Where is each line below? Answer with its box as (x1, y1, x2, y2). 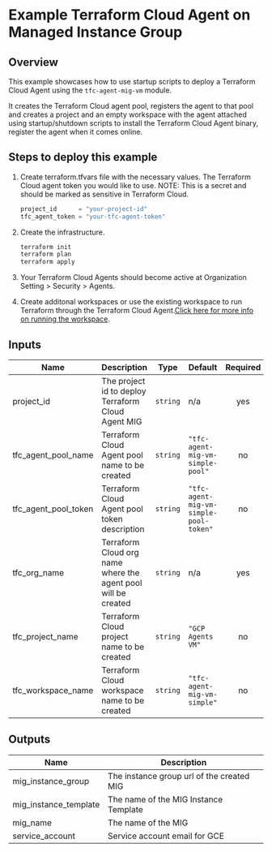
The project (100, 376, 146, 386)
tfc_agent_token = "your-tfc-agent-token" (19, 213, 166, 221)
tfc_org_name (12, 567, 65, 578)
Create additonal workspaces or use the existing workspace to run (19, 297, 243, 307)
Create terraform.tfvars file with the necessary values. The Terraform (19, 172, 251, 182)
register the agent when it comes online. (8, 127, 143, 136)
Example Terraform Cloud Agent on (8, 6, 251, 24)
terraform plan (19, 250, 72, 259)
